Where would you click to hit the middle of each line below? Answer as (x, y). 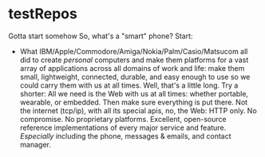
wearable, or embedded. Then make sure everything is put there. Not (134, 102)
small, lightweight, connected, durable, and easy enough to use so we (135, 77)
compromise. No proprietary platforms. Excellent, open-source (123, 119)
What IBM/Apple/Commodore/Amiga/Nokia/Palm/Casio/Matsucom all (134, 51)
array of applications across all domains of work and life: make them (132, 68)
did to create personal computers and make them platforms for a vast (134, 60)
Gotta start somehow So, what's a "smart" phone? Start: (101, 36)
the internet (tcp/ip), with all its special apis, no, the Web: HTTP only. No (138, 110)
